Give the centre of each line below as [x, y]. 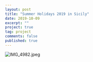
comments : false [21, 37]
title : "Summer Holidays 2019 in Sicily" [47, 14]
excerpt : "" [17, 23]
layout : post [18, 9]
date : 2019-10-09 [22, 18]
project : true [19, 27]
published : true [21, 41]
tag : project [18, 32]
